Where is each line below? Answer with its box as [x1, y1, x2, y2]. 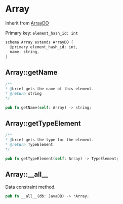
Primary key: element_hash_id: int [5, 30, 78, 36]
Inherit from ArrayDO [5, 20, 49, 26]
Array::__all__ [5, 170, 49, 179]
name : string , [10, 49, 39, 54]
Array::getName [5, 68, 58, 76]
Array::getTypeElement [5, 119, 81, 128]
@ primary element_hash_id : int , [10, 44, 78, 49]
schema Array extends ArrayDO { [5, 39, 73, 45]
